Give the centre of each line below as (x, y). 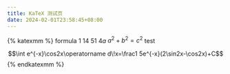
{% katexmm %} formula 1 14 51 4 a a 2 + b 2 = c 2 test (81, 40)
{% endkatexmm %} (36, 64)
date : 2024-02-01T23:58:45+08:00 (55, 20)
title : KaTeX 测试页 (35, 13)
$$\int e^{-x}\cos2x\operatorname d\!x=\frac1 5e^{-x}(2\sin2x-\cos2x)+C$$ (116, 54)
